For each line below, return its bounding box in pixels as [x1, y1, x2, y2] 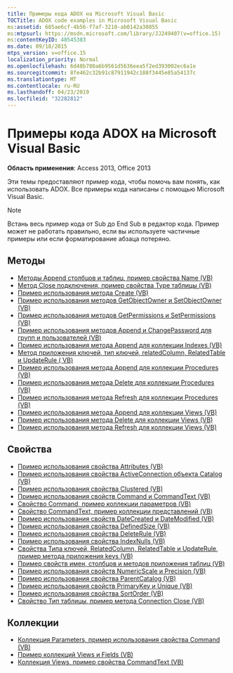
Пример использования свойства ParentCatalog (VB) [17, 574, 177, 582]
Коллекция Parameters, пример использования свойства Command [17, 636, 220, 644]
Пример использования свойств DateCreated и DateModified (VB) [17, 514, 214, 523]
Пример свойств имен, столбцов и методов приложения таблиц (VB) [17, 559, 225, 568]
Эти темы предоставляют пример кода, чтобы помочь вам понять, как [7, 177, 220, 186]
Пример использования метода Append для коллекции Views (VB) [17, 408, 218, 416]
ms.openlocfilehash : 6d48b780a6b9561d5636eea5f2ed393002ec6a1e [7, 63, 197, 70]
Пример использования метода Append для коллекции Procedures [17, 363, 219, 371]
